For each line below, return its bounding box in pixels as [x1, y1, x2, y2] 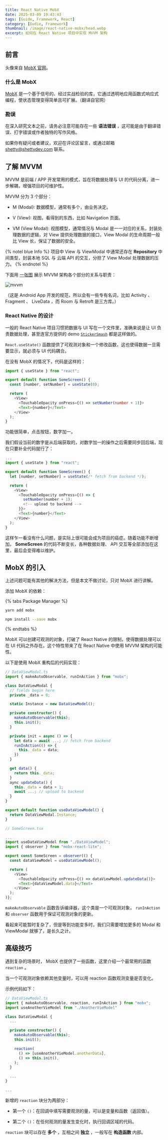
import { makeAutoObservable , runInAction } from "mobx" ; [5, 674, 128, 679]
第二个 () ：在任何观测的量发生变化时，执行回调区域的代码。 [12, 1118, 137, 1124]
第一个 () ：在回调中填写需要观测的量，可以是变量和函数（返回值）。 [12, 1108, 152, 1114]
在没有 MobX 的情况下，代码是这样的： [5, 358, 86, 364]
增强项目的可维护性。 [22, 183, 66, 189]
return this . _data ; [14, 770, 55, 776]
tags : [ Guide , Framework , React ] [5, 17, 75, 22]
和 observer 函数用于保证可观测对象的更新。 [5, 911, 96, 917]
